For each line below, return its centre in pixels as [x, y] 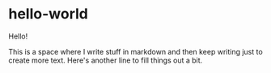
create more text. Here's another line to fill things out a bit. [106, 60]
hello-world [49, 14]
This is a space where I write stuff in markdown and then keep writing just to [135, 51]
